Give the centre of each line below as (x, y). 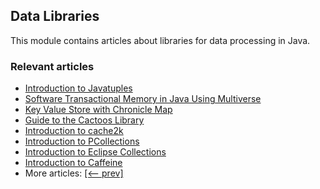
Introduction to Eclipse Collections (95, 152)
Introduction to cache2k (74, 131)
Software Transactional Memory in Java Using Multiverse (143, 99)
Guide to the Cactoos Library (84, 120)
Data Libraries (55, 16)
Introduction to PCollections (82, 141)
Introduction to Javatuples (78, 88)
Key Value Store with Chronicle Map (98, 110)
